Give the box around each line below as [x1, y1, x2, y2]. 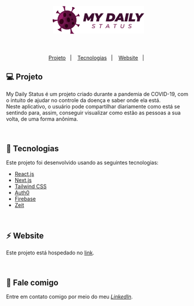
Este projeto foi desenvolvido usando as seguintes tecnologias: [6, 159, 159, 166]
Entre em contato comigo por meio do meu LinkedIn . [6, 293, 133, 300]
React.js [14, 171, 35, 178]
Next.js [14, 176, 32, 184]
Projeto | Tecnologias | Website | [48, 54, 145, 61]
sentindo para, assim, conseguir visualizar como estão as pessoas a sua [6, 109, 181, 116]
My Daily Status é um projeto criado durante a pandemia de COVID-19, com [6, 90, 189, 97]
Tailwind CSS [14, 183, 47, 190]
